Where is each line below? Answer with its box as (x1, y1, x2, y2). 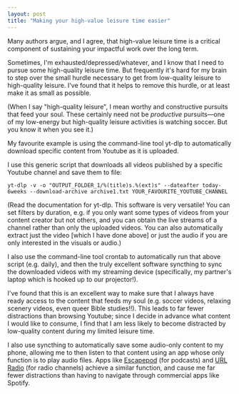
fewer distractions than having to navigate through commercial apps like (7, 370, 220, 379)
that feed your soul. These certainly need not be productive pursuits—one (7, 110, 225, 118)
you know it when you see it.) (7, 125, 94, 133)
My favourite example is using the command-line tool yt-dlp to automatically (7, 138, 232, 147)
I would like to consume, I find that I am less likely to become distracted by (7, 319, 226, 328)
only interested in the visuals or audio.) (7, 238, 122, 247)
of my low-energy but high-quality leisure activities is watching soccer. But (7, 117, 228, 126)
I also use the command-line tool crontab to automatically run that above (7, 252, 221, 261)
